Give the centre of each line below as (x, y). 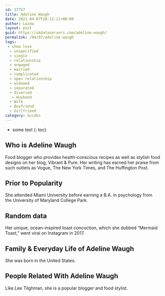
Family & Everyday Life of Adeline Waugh (70, 249)
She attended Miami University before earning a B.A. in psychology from (79, 195)
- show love (20, 47)
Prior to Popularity (34, 183)
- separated (22, 88)
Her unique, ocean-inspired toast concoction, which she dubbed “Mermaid (82, 228)
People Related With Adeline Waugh (62, 276)
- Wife (16, 102)
